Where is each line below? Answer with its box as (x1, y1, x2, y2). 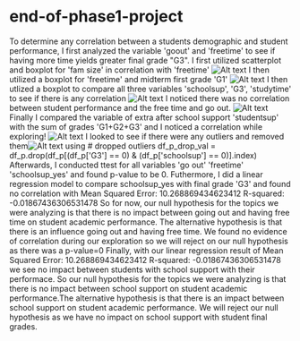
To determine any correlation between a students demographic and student (9, 36, 288, 47)
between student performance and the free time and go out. (9, 102, 231, 113)
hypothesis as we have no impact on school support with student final (9, 311, 268, 322)
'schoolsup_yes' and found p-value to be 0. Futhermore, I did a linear (9, 168, 263, 180)
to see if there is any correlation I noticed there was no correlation (9, 92, 290, 104)
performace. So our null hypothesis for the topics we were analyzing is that (9, 273, 287, 284)
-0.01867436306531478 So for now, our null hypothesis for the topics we (9, 197, 279, 208)
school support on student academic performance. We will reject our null (9, 302, 279, 312)
